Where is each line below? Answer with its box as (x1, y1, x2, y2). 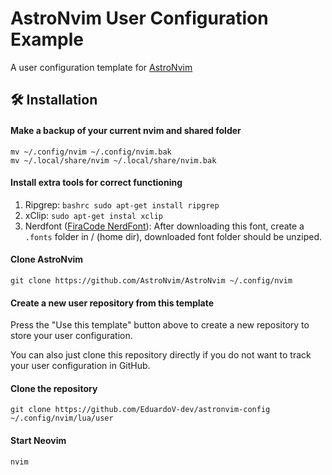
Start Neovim (10, 434, 67, 446)
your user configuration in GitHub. (10, 360, 151, 372)
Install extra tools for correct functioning (10, 177, 183, 189)
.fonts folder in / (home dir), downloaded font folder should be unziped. (24, 230, 323, 242)
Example (10, 28, 84, 51)
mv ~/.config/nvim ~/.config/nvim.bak (10, 147, 172, 157)
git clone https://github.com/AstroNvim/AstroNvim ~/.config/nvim (10, 275, 293, 286)
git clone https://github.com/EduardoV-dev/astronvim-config (10, 405, 271, 415)
